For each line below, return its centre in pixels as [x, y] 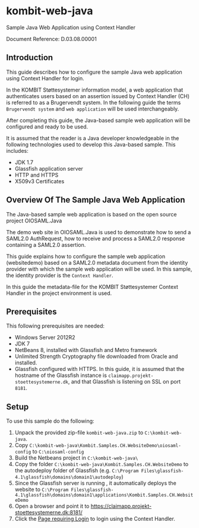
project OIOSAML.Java [34, 221]
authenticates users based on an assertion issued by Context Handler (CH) [98, 96]
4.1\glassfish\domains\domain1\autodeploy [68, 477]
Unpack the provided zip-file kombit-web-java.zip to [79, 433]
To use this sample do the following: [50, 421]
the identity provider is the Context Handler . [60, 275]
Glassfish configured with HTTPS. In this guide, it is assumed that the [99, 369]
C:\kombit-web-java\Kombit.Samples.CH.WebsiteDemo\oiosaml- [105, 446]
